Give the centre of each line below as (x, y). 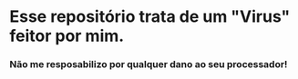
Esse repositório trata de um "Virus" (150, 17)
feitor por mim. (67, 36)
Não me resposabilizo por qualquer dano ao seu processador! (149, 64)
